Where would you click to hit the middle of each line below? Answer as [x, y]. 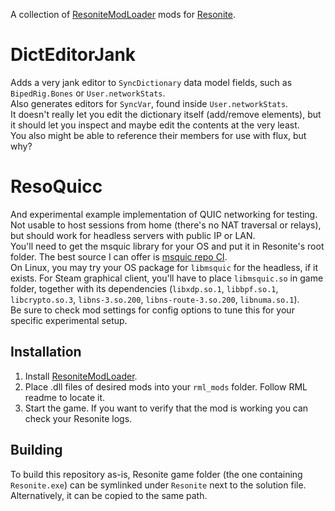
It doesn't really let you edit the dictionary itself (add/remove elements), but [166, 114]
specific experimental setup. [69, 320]
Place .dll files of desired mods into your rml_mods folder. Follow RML [166, 386]
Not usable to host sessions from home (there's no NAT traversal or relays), [166, 225]
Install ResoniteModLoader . [81, 376]
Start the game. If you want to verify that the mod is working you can [166, 408]
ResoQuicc [56, 186]
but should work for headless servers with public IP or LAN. [133, 235]
